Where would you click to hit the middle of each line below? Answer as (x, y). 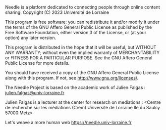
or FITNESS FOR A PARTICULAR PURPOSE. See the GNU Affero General (79, 58)
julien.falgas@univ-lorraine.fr (35, 93)
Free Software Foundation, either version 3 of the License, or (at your (76, 32)
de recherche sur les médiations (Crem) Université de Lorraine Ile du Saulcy (83, 108)
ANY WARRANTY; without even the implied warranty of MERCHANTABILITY (83, 52)
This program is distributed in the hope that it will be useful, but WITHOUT (81, 47)
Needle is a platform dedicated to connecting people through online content (83, 7)
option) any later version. (30, 38)
